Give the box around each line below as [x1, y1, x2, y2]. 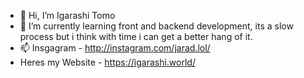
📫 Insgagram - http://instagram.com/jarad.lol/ [19, 42, 211, 54]
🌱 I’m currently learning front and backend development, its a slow [19, 20, 294, 32]
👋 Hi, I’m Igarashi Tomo [19, 10, 116, 21]
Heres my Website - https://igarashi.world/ [19, 56, 196, 68]
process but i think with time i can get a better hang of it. [19, 31, 253, 42]
